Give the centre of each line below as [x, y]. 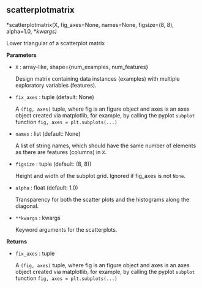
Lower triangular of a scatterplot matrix [56, 43]
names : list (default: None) [48, 133]
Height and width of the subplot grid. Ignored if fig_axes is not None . [100, 175]
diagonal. [27, 206]
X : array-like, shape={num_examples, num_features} [82, 67]
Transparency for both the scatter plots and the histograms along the [102, 199]
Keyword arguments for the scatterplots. [66, 229]
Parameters [21, 55]
